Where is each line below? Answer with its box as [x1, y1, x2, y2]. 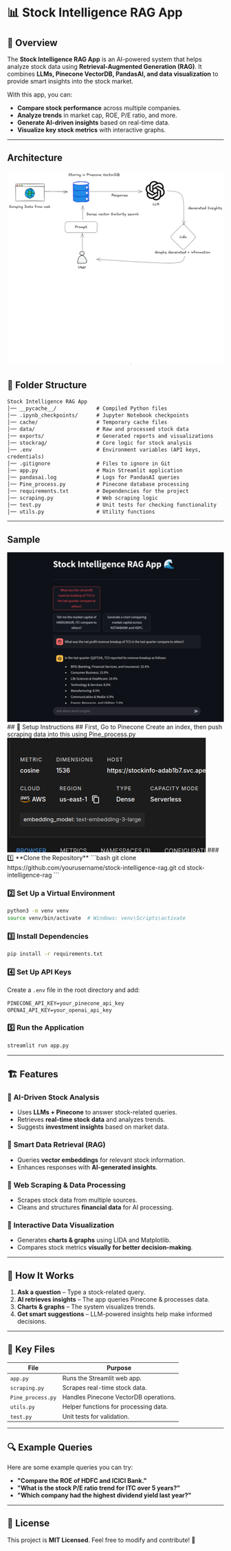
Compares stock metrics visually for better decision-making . [16, 1243, 193, 1251]
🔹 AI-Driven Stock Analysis [7, 1092, 100, 1102]
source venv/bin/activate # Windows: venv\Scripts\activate [7, 915, 186, 922]
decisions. [16, 1318, 47, 1326]
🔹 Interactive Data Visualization [7, 1220, 115, 1229]
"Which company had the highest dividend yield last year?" [16, 1491, 192, 1499]
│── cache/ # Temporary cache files [7, 419, 168, 426]
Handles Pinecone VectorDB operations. [62, 1393, 177, 1402]
